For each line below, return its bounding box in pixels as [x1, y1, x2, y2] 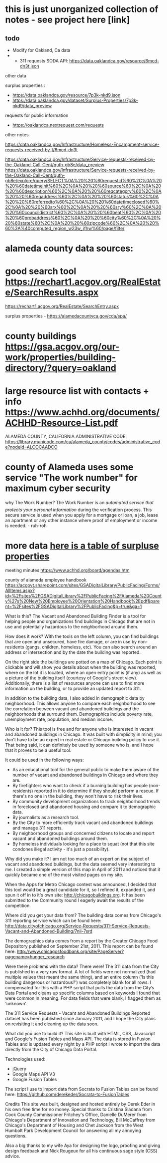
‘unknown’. [5, 1001, 27, 1007]
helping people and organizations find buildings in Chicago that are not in [5, 618, 156, 624]
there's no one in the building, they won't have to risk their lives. [12, 793, 144, 799]
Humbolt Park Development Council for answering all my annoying [5, 1128, 142, 1134]
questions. [5, 1133, 27, 1139]
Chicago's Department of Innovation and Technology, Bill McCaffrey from [5, 1117, 156, 1123]
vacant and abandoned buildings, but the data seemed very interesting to [5, 861, 156, 867]
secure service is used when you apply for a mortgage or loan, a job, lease [5, 512, 158, 518]
